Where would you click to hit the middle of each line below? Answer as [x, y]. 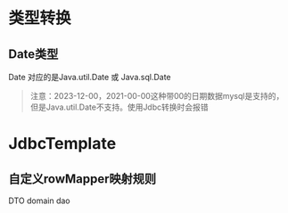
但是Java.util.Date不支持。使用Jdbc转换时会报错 [119, 107]
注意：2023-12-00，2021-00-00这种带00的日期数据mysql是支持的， [157, 96]
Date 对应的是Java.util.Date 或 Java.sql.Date [90, 77]
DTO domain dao [39, 201]
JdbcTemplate [62, 144]
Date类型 [33, 54]
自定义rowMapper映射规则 [82, 179]
